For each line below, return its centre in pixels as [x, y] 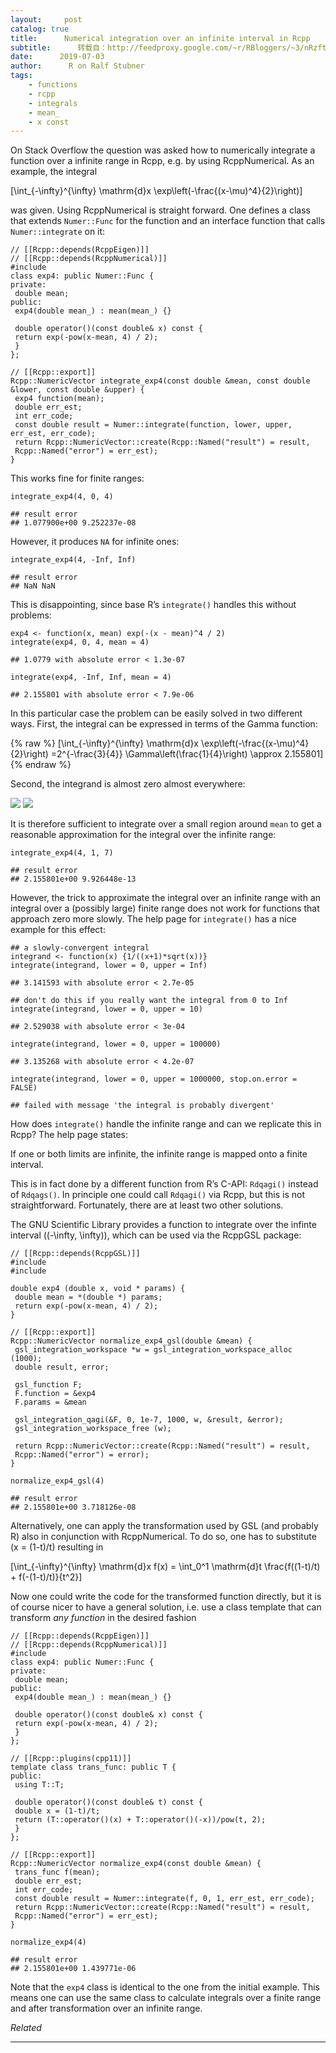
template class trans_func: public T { [93, 1767]
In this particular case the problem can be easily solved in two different [156, 713]
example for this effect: [58, 930]
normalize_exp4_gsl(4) [57, 1481]
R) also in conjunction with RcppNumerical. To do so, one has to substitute [163, 1537]
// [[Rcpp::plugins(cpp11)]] [71, 1759]
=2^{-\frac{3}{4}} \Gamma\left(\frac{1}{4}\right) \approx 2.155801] [187, 754]
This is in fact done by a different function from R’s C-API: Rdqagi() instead [164, 1184]
